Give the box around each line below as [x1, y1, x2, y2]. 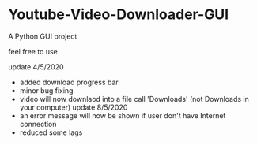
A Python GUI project [8, 32, 77, 41]
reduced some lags [19, 128, 83, 137]
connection [19, 119, 57, 128]
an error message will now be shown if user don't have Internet [19, 110, 226, 120]
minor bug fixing [19, 85, 74, 95]
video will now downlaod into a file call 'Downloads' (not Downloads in [19, 94, 249, 103]
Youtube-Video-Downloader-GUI [8, 6, 229, 24]
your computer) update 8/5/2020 [19, 102, 128, 112]
